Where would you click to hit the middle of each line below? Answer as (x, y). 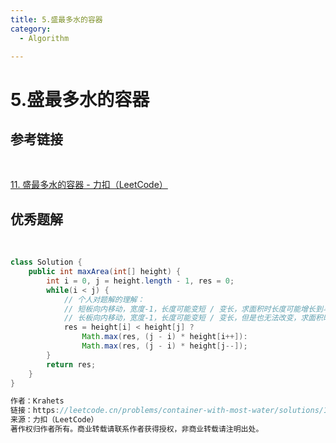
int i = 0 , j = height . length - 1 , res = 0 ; (140, 281)
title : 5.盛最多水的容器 (56, 19)
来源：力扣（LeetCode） (54, 420)
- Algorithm (44, 38)
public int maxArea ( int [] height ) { (105, 272)
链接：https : (35, 411)
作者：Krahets (37, 401)
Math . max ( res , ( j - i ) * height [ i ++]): (164, 337)
